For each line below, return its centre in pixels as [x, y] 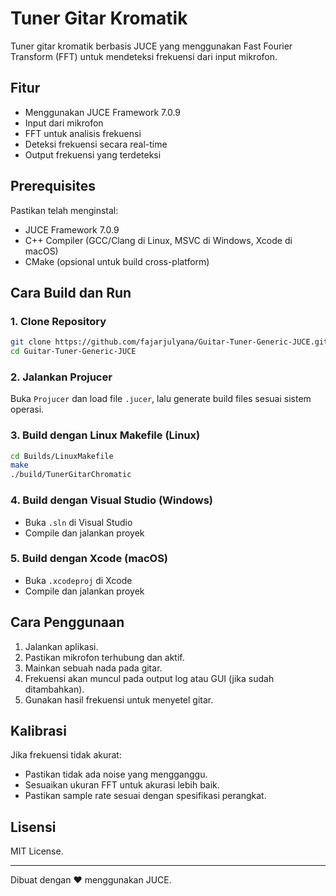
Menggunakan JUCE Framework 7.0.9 [103, 112]
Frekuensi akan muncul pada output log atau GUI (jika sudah [149, 678]
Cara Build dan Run [71, 292]
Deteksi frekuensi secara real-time [96, 144]
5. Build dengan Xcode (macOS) [89, 559]
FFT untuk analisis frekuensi [83, 133]
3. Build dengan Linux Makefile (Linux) [105, 435]
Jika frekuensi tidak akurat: [66, 755]
